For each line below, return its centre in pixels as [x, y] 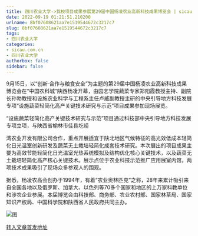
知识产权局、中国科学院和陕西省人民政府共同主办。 [68, 202]
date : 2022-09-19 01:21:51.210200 [49, 17]
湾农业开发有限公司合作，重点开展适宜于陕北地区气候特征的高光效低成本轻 [96, 138]
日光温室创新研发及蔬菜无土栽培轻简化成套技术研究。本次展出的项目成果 [99, 145]
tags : [13, 34]
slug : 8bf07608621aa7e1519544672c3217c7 [57, 28]
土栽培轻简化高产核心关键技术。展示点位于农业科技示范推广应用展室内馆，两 [99, 160]
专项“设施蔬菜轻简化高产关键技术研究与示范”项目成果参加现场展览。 [88, 106]
